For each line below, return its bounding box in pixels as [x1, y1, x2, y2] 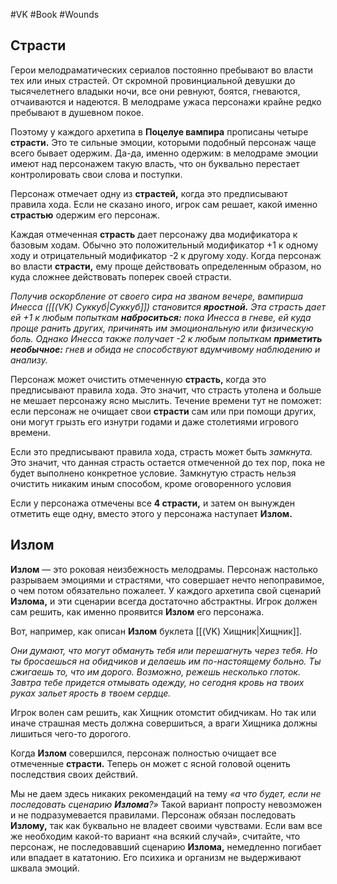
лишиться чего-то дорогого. [10, 727, 132, 739]
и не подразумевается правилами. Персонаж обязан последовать [10, 809, 296, 821]
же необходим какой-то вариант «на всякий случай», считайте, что [10, 830, 301, 842]
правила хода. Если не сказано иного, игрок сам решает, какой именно [10, 198, 318, 210]
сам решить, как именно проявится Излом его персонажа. [10, 605, 265, 618]
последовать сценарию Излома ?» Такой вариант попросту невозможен [10, 798, 322, 810]
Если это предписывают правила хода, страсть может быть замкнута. [10, 445, 313, 458]
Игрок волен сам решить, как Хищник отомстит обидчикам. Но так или [10, 706, 317, 718]
